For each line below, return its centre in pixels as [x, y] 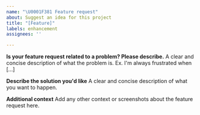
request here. [23, 105]
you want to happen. [32, 87]
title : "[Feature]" [31, 23]
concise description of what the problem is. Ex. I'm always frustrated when [99, 63]
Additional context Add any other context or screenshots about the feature [100, 99]
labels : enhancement [32, 29]
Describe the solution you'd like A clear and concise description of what [97, 81]
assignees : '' [24, 34]
